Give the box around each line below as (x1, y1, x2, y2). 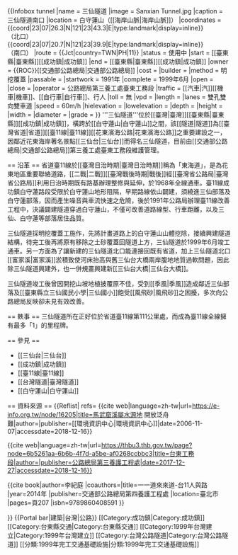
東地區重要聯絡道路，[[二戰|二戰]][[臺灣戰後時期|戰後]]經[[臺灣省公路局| (7, 170, 217, 178)
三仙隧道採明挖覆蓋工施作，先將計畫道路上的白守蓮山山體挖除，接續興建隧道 (7, 229, 231, 237)
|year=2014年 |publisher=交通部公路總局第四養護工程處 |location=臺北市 (7, 490, 219, 498)
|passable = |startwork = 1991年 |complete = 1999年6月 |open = (27, 75, 214, 84)
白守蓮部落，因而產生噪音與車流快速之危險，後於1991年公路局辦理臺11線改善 (7, 196, 230, 205)
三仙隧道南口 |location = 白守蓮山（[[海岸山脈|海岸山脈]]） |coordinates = (7, 16, 222, 24)
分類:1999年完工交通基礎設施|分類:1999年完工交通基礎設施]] (24, 540, 200, 548)
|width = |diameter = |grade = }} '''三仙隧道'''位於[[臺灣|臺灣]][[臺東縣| (7, 110, 212, 119)
